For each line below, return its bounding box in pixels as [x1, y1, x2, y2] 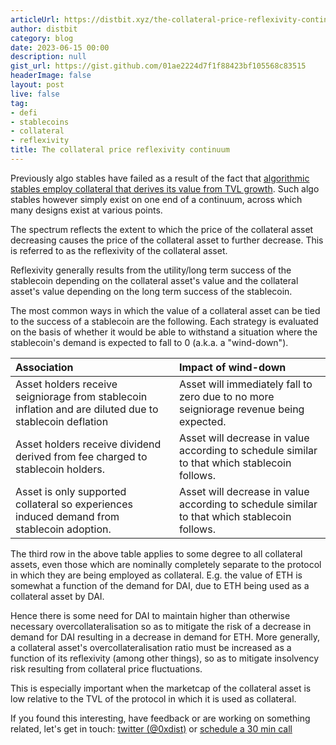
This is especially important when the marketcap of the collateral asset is [10, 682, 312, 694]
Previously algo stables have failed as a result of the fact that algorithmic [10, 172, 310, 184]
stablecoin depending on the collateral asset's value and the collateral [10, 274, 299, 286]
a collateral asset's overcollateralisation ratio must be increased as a [10, 641, 292, 653]
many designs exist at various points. [10, 204, 163, 216]
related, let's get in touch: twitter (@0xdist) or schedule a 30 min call [10, 722, 293, 735]
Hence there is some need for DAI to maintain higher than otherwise [10, 609, 291, 621]
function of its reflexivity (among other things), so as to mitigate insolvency [10, 652, 319, 664]
